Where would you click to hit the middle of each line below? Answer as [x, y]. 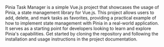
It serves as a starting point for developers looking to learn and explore [78, 28]
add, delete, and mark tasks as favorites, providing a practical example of [81, 18]
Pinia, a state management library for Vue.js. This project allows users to [80, 12]
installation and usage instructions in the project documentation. [71, 39]
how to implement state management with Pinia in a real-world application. [82, 23]
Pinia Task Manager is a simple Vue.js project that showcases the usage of [82, 7]
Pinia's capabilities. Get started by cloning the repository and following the [82, 34]
